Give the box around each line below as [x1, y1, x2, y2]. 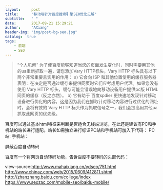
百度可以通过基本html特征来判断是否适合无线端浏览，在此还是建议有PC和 [5, 121, 152, 127]
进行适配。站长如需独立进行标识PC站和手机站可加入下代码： [26, 127, 148, 133]
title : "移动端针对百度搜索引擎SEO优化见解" [5, 12, 97, 17]
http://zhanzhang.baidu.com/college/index [5, 174, 91, 180]
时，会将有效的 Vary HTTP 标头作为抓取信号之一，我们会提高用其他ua [17, 104, 158, 110]
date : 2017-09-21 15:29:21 [5, 20, 73, 26]
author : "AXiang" [5, 25, 49, 30]
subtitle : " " [5, 16, 38, 21]
